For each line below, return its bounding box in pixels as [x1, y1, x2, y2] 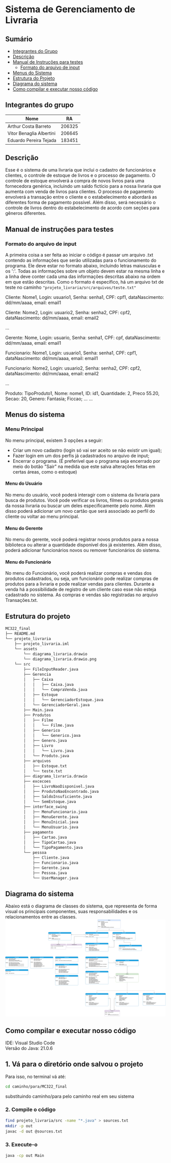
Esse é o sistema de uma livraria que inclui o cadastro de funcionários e [5, 167, 156, 173]
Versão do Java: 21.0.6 [5, 1045, 53, 1051]
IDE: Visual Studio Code [5, 1040, 55, 1046]
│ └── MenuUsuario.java [23, 825, 79, 830]
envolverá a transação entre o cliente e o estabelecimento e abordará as [5, 194, 157, 200]
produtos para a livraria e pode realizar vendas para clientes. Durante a [5, 581, 155, 587]
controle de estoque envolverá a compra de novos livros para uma [5, 178, 145, 184]
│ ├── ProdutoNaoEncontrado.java [23, 789, 99, 794]
